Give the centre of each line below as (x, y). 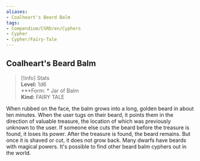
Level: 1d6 (33, 84)
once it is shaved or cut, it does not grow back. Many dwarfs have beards (96, 140)
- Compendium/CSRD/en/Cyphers (44, 28)
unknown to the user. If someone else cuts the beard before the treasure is (98, 127)
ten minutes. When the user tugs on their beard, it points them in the (90, 114)
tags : (13, 23)
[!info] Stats (35, 78)
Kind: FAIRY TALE (43, 97)
